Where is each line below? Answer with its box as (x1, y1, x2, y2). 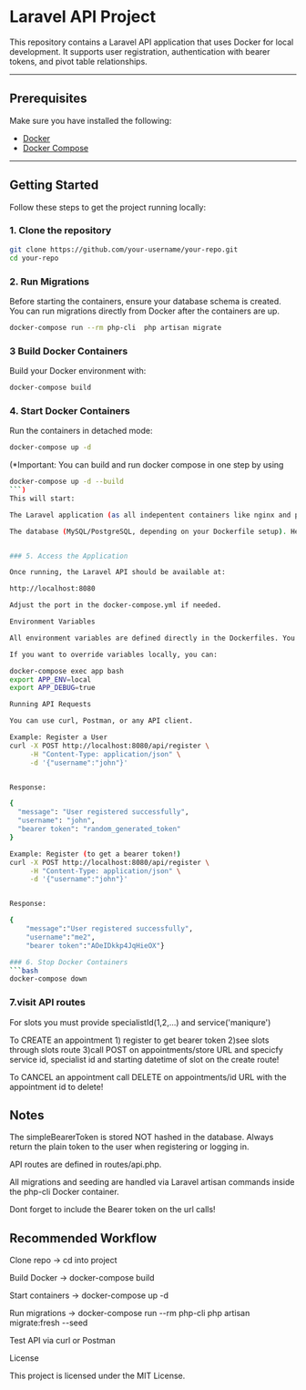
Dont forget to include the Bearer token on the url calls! (9, 1204, 216, 1215)
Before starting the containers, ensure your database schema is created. (9, 295, 282, 306)
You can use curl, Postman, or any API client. (9, 716, 194, 726)
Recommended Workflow (9, 1230, 158, 1246)
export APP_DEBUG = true (9, 684, 96, 693)
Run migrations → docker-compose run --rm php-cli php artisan (9, 1308, 250, 1319)
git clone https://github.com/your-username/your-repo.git (9, 244, 239, 254)
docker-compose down (9, 974, 88, 983)
